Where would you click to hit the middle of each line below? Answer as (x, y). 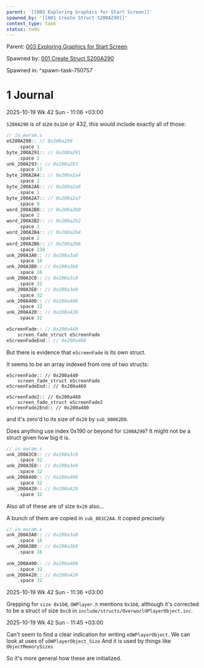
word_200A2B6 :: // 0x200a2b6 (44, 244)
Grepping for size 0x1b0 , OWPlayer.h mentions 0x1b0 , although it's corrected (103, 604)
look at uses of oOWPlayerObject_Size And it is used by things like (89, 641)
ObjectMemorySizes (30, 647)
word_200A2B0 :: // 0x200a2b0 (44, 209)
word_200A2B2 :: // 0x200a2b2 (44, 221)
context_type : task (31, 23)
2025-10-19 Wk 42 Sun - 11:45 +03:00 (55, 623)
